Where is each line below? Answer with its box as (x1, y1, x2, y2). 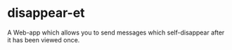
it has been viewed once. (7, 35, 80, 44)
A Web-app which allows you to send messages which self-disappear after (7, 28, 225, 37)
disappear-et (7, 5, 86, 21)
